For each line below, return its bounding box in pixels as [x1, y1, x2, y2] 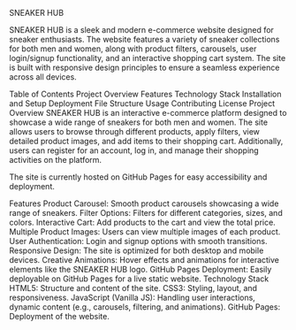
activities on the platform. [9, 155, 102, 165]
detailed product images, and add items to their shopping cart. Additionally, [9, 136, 284, 146]
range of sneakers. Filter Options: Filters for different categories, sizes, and [9, 208, 283, 218]
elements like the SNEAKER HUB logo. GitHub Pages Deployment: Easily [9, 265, 272, 274]
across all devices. [9, 72, 77, 82]
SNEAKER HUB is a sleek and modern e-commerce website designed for [9, 25, 274, 35]
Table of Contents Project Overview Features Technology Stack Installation [9, 88, 282, 99]
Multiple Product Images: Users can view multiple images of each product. [9, 226, 281, 237]
